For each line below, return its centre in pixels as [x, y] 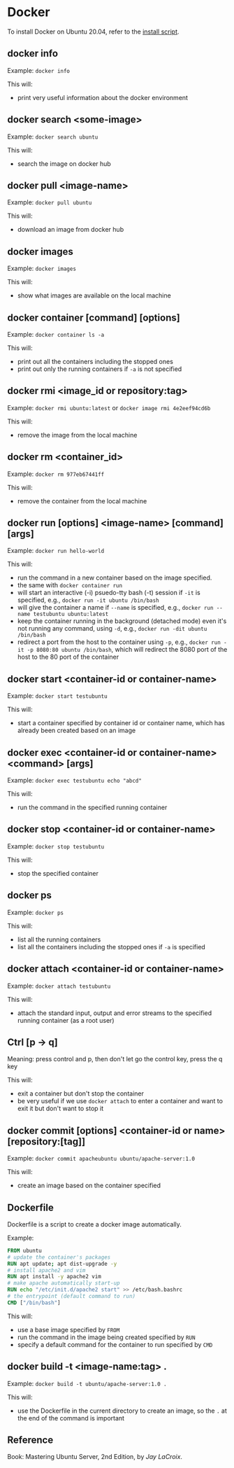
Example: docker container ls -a [56, 334]
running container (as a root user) [66, 1020]
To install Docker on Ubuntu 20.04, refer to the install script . [93, 32]
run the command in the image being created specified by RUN [106, 1337]
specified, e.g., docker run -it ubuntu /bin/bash [88, 600]
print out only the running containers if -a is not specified [100, 369]
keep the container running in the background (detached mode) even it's [122, 621]
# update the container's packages [59, 1257]
